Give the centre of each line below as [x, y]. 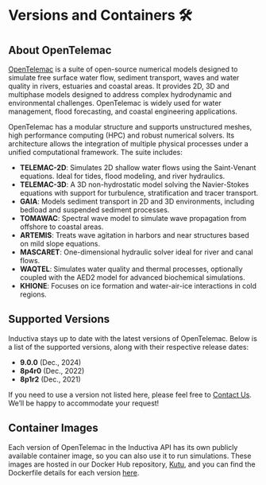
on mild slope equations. [60, 244]
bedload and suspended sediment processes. [94, 210]
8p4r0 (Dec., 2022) [52, 371]
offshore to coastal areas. [62, 227]
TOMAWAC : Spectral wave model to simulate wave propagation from [133, 218]
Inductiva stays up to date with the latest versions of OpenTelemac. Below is [133, 338]
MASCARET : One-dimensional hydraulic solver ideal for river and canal [136, 252]
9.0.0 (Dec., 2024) [50, 362]
